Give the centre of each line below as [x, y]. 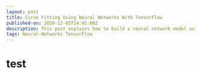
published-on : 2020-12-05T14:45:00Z [52, 23]
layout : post [23, 12]
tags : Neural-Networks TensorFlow [50, 34]
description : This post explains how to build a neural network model [96, 29]
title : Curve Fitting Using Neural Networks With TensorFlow [84, 17]
